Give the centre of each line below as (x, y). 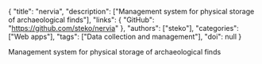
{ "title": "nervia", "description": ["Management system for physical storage (131, 11)
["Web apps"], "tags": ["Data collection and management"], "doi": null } (125, 36)
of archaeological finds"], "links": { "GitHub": (81, 20)
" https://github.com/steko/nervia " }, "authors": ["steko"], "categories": (124, 28)
